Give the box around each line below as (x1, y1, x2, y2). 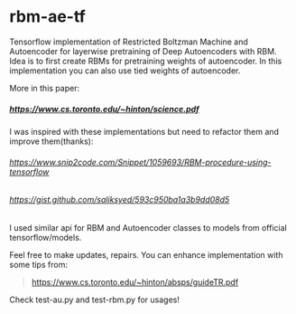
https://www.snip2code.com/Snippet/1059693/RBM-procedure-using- (9, 157, 273, 167)
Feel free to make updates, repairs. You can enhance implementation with (9, 249, 283, 260)
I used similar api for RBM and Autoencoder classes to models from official (9, 222, 287, 233)
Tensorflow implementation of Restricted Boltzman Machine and (9, 36, 248, 47)
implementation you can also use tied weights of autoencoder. (9, 65, 241, 76)
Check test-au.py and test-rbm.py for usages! (9, 294, 180, 305)
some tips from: (9, 259, 68, 270)
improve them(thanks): (9, 136, 94, 147)
